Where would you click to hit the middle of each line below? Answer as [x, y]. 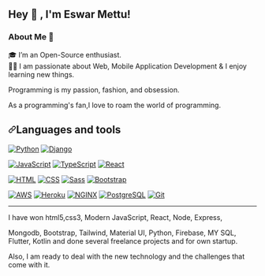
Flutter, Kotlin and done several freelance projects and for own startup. [123, 241]
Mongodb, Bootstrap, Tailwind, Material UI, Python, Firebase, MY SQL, [122, 233]
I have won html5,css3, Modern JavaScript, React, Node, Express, [116, 217]
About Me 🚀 [31, 37]
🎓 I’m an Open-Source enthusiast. [65, 54]
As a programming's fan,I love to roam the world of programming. [115, 105]
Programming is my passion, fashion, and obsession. [94, 90]
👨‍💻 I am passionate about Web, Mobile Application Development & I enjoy [127, 66]
